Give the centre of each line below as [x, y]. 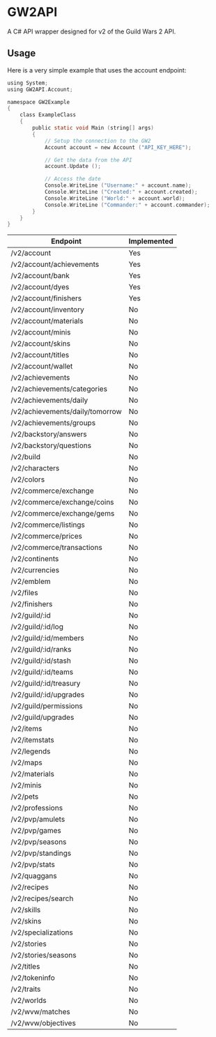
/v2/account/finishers [46, 298]
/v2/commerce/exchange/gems [63, 514]
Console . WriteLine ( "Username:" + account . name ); [118, 185]
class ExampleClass [48, 115]
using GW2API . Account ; [40, 89]
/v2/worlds [29, 1001]
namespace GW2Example [39, 102]
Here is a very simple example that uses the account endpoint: [97, 70]
